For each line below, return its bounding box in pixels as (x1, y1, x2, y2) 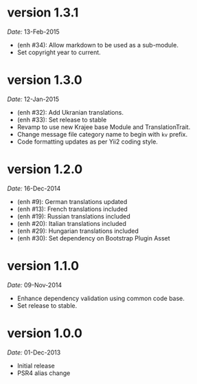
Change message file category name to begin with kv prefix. (16, 130, 187, 138)
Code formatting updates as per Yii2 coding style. (16, 137, 158, 146)
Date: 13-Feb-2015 (7, 27, 60, 36)
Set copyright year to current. (16, 48, 101, 56)
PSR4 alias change (16, 369, 71, 377)
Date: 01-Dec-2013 (7, 348, 61, 357)
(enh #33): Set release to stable (16, 115, 107, 124)
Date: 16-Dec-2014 (7, 184, 61, 192)
